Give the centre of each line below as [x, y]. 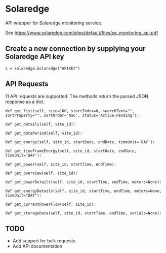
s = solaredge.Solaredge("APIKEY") [43, 68]
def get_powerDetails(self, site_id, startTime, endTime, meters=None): [84, 182]
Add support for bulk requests [44, 241]
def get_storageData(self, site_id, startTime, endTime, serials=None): [84, 213]
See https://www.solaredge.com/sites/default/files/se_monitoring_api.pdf [82, 33]
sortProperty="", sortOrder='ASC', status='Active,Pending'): [72, 115]
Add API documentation [37, 246]
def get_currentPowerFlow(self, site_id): [51, 204]
